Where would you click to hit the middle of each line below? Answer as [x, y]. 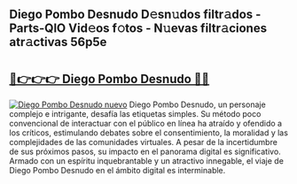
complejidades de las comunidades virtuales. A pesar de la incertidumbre [143, 142]
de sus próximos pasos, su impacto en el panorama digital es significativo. [145, 151]
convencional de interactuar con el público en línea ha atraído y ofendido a [145, 123]
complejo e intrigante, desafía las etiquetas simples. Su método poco [135, 114]
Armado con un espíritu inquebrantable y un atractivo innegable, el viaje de [146, 161]
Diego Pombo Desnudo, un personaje [197, 104]
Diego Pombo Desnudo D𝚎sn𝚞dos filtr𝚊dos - [135, 15]
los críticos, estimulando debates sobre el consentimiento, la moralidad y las [148, 133]
